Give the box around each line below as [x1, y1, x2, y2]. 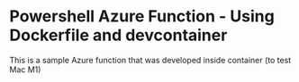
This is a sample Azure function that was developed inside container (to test [9, 54, 292, 65]
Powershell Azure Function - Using [9, 6, 275, 27]
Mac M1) [9, 64, 41, 75]
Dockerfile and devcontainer [9, 25, 228, 45]
